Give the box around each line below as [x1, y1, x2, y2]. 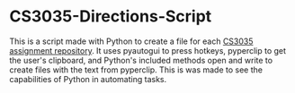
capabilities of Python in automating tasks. [9, 73, 167, 84]
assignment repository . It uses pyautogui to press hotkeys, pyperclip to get [9, 45, 286, 55]
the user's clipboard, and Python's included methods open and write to [9, 55, 273, 65]
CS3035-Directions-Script [9, 6, 212, 27]
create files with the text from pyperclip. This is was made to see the [9, 64, 264, 75]
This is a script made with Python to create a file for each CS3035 [9, 36, 254, 46]
